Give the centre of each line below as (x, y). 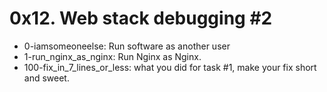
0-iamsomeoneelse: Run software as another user (127, 46)
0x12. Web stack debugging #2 (141, 18)
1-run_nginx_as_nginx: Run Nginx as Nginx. (112, 56)
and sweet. (46, 78)
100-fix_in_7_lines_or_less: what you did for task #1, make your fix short (170, 67)
